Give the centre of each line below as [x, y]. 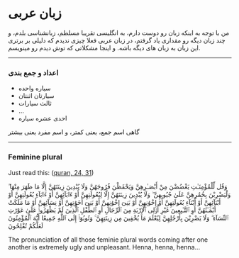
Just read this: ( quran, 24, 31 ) [51, 172]
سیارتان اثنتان [36, 96]
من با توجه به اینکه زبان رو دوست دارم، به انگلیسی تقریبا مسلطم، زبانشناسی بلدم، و [119, 33]
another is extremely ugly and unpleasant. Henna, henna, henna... [104, 247]
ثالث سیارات [35, 103]
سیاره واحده [35, 88]
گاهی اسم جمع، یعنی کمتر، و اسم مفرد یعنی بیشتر [74, 132]
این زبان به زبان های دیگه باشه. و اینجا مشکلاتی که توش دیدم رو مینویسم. [104, 47]
